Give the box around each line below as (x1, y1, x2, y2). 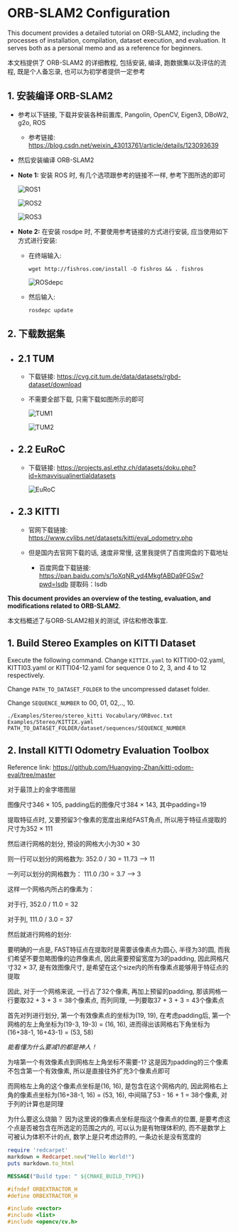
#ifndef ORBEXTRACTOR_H (7, 1186, 78, 1193)
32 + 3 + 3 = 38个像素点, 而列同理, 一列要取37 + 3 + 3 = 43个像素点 (26, 996, 225, 1004)
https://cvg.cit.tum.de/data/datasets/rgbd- (56, 372, 181, 381)
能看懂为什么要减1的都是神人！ (7, 1043, 97, 1051)
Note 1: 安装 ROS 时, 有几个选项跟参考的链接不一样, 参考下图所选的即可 (17, 171, 226, 179)
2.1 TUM (17, 352, 55, 364)
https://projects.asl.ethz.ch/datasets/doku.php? (56, 463, 197, 472)
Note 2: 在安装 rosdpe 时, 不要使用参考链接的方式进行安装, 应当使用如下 (17, 227, 229, 235)
